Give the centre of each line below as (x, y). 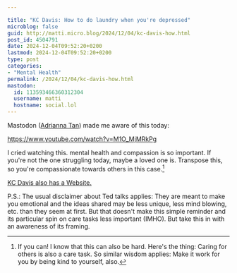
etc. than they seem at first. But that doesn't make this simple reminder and (116, 211)
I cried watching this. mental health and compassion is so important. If (109, 153)
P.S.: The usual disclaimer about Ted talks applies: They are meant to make (116, 196)
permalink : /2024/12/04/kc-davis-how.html (71, 79)
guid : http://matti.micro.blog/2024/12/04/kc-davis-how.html (99, 33)
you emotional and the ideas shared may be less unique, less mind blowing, (117, 204)
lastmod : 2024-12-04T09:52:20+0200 (60, 53)
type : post (23, 60)
